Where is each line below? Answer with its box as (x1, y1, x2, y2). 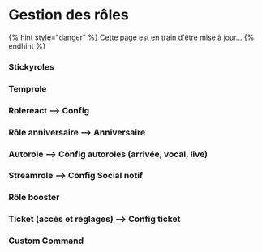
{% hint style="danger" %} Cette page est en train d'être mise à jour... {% (8, 32, 255, 42)
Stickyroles (8, 61, 54, 72)
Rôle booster (8, 192, 60, 203)
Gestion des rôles (8, 6, 129, 24)
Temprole (8, 83, 47, 94)
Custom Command (8, 235, 84, 246)
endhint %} (8, 41, 46, 50)
